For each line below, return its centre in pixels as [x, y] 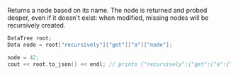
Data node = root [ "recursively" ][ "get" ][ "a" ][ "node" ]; [90, 45]
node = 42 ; [23, 57]
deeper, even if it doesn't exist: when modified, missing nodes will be [108, 18]
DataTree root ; [30, 38]
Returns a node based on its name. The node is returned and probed [107, 10]
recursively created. [36, 25]
